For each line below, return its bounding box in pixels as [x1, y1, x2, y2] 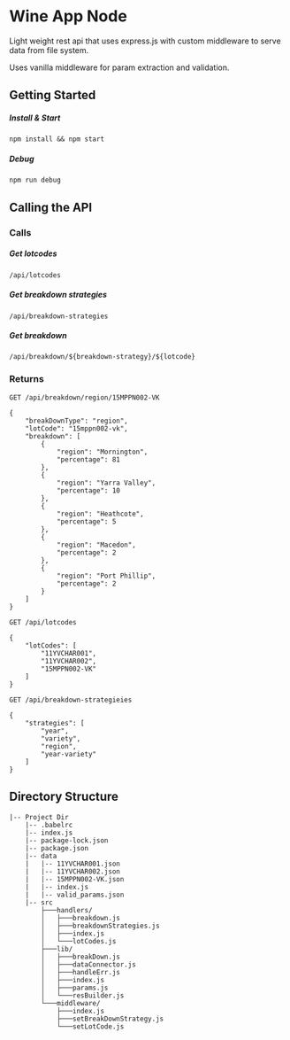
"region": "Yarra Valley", [56, 478, 156, 487]
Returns [9, 373, 44, 385]
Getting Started [9, 88, 96, 103]
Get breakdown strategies [9, 290, 108, 300]
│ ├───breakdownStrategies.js [41, 921, 161, 930]
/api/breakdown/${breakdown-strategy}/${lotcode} [9, 353, 196, 361]
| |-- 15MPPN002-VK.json [25, 874, 125, 883]
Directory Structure [9, 789, 119, 804]
